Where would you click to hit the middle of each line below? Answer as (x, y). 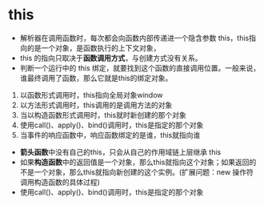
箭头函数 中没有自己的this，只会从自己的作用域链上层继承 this (120, 152)
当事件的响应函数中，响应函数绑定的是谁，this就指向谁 (110, 135)
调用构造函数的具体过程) (60, 182)
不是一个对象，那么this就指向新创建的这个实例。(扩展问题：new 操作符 (137, 172)
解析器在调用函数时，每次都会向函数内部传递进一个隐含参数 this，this (134, 38)
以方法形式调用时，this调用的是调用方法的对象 (96, 105)
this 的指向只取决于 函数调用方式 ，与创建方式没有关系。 (111, 58)
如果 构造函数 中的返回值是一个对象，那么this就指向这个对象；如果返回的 (138, 162)
